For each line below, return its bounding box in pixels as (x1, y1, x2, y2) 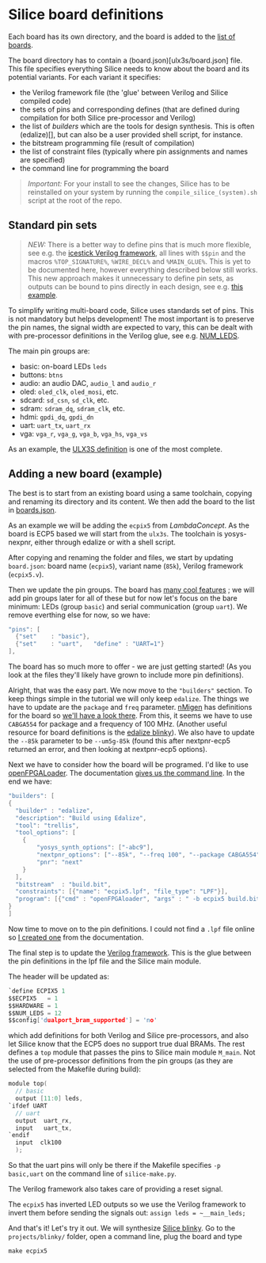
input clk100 (15, 1139, 62, 1147)
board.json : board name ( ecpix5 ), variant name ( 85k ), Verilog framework (8, 561, 244, 570)
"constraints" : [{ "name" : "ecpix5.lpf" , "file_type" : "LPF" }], (15, 887, 228, 896)
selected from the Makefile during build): (8, 1064, 141, 1074)
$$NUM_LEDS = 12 (8, 1009, 62, 1017)
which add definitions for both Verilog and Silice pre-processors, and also (8, 1031, 249, 1040)
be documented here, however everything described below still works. (27, 265, 258, 274)
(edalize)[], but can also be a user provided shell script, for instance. (19, 129, 243, 139)
